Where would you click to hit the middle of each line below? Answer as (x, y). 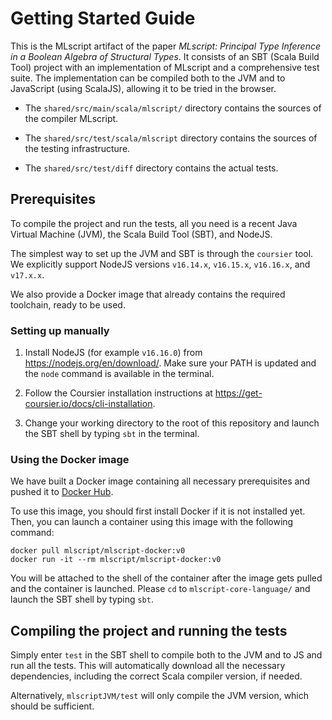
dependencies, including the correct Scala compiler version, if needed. (156, 676)
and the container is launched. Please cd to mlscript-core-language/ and (160, 589)
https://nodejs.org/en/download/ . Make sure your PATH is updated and (170, 363)
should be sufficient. (52, 706)
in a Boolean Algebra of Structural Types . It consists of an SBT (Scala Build (165, 56)
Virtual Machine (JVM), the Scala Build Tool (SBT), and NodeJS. (141, 234)
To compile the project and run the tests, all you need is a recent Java (154, 223)
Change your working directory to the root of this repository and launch (172, 423)
